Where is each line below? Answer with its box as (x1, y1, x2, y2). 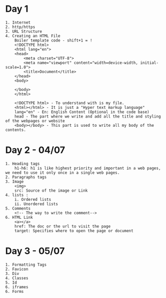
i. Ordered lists (14, 197, 52, 202)
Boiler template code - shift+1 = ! (14, 38, 93, 43)
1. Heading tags (5, 161, 40, 166)
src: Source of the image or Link (14, 188, 88, 193)
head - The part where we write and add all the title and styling (14, 113, 161, 119)
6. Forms (5, 289, 24, 294)
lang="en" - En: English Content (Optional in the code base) (14, 109, 150, 114)
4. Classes (5, 276, 29, 281)
